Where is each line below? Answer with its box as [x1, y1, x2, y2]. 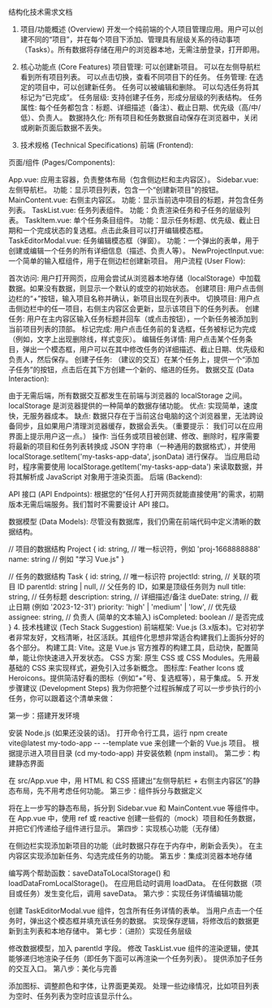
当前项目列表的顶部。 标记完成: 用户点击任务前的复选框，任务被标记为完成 [8, 324, 257, 333]
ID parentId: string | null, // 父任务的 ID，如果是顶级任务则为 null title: [17, 582, 246, 591]
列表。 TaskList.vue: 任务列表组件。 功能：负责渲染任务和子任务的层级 [8, 206, 244, 215]
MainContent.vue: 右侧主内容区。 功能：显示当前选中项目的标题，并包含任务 [8, 195, 264, 205]
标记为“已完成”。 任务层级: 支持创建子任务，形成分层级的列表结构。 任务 [19, 93, 262, 102]
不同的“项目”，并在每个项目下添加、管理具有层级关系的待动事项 [27, 35, 241, 44]
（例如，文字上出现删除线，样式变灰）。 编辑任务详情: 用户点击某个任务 [8, 334, 246, 344]
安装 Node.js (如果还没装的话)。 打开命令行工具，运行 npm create [8, 728, 228, 737]
